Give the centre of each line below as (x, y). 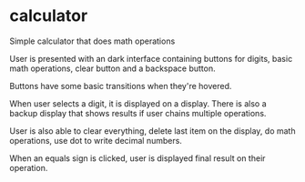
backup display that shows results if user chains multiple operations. (138, 113)
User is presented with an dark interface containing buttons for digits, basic (151, 58)
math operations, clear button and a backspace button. (112, 68)
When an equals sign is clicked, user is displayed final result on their (137, 158)
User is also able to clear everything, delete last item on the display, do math (152, 131)
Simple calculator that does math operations (92, 41)
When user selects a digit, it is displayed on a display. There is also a (138, 103)
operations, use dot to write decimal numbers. (96, 140)
